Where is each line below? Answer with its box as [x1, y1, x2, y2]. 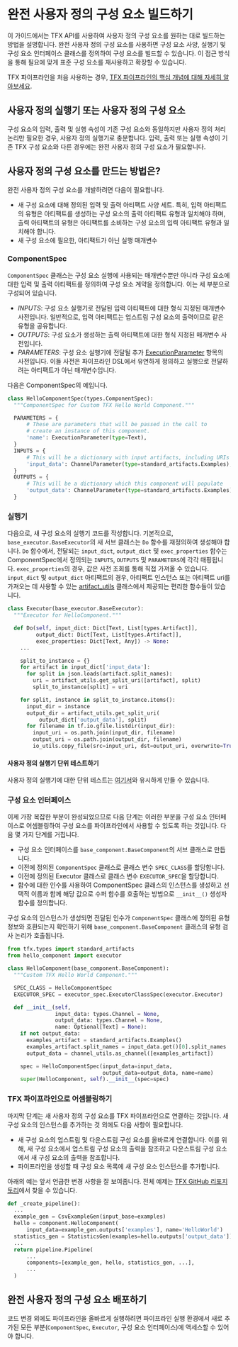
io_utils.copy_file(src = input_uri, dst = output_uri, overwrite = [33, 742, 223, 750]
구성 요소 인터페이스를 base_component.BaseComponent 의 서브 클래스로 [17, 845, 212, 854]
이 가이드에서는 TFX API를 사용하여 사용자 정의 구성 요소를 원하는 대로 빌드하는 [7, 31, 225, 40]
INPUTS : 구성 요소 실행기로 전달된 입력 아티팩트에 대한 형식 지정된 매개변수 [17, 303, 226, 312]
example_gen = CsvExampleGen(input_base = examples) [13, 1213, 166, 1220]
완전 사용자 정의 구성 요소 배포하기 [7, 1294, 147, 1306]
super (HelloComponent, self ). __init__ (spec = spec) [20, 1075, 170, 1083]
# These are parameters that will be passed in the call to [25, 421, 208, 428]
